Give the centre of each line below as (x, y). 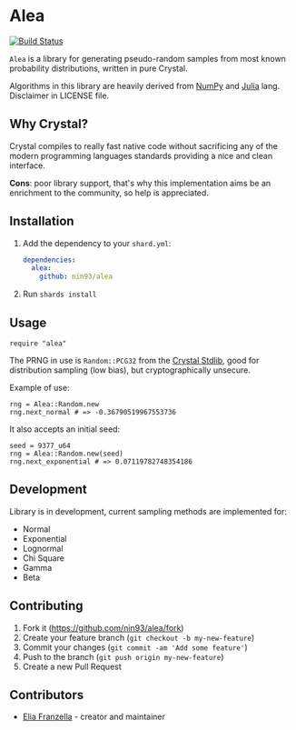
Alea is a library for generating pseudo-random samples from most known (148, 58)
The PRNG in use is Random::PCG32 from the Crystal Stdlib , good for (134, 360)
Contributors (47, 695)
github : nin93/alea (76, 277)
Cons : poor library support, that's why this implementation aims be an (140, 183)
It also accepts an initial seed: (65, 429)
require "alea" (38, 344)
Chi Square (44, 558)
